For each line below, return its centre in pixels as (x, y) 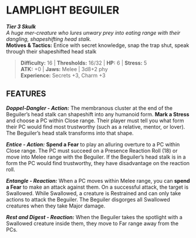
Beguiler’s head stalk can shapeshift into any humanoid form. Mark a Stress (98, 114)
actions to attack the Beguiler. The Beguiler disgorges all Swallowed (88, 199)
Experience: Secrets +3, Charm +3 (63, 75)
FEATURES (26, 94)
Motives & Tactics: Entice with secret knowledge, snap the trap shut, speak (98, 45)
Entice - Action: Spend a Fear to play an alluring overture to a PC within (93, 144)
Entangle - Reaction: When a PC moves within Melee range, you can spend (98, 180)
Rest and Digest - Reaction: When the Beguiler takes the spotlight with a (94, 217)
